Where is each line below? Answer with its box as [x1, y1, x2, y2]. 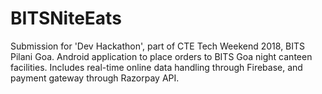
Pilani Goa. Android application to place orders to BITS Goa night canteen [10, 50, 313, 62]
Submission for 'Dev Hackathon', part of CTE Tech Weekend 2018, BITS [10, 40, 306, 52]
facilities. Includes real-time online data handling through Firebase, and [10, 61, 303, 73]
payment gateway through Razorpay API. [10, 72, 180, 84]
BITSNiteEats [10, 7, 122, 30]
